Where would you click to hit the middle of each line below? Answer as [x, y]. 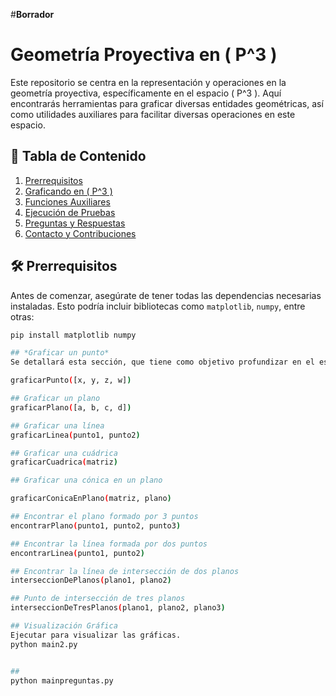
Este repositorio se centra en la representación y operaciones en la [148, 82]
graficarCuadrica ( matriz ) [64, 462]
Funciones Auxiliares [67, 201]
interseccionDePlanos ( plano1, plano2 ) [91, 580]
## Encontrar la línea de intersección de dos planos [125, 571]
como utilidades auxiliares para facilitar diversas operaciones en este [153, 114]
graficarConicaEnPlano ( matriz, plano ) [91, 499]
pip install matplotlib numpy [73, 335]
